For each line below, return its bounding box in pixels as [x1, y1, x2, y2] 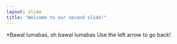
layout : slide [6, 8, 42, 15]
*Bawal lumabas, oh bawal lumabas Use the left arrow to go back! [6, 31, 171, 38]
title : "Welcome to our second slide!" [6, 14, 107, 20]
